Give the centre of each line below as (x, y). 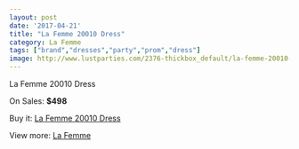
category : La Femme (45, 42)
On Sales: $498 (38, 101)
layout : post (33, 17)
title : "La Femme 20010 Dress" (67, 34)
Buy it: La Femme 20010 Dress (65, 118)
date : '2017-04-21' (45, 26)
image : (21, 59)
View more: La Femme (50, 135)
